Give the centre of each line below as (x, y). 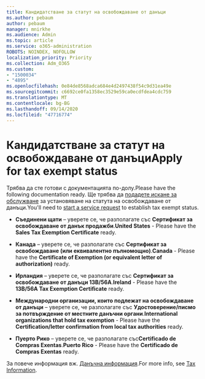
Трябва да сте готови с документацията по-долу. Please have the (91, 188)
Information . (22, 370)
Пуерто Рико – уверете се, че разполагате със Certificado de (95, 339)
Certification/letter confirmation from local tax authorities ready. (99, 327)
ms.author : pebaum (30, 18)
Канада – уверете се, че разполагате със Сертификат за (91, 244)
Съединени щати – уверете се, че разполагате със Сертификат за (104, 220)
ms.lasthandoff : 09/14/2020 (42, 109)
